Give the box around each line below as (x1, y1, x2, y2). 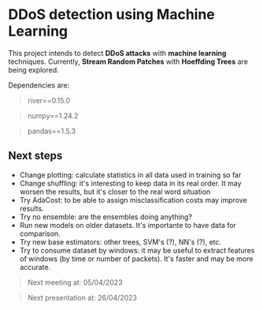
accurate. (19, 262, 51, 271)
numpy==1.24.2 (27, 110, 79, 120)
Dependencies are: (8, 80, 70, 90)
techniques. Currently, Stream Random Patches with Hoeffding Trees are (8, 57, 248, 66)
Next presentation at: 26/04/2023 (27, 293, 138, 302)
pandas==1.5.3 (27, 126, 76, 136)
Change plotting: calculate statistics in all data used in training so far (19, 170, 242, 179)
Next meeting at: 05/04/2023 (27, 278, 124, 287)
